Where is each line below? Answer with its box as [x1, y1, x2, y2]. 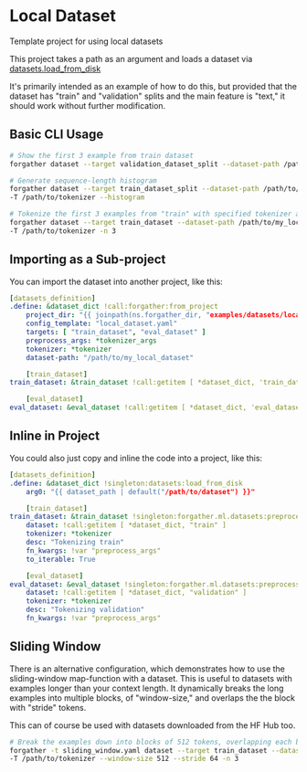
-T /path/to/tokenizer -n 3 [9, 226, 117, 236]
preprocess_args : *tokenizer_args [26, 335, 157, 345]
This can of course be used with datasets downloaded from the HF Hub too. [9, 719, 296, 731]
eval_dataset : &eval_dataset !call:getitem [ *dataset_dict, [9, 403, 248, 412]
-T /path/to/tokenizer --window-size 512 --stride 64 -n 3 [9, 755, 239, 764]
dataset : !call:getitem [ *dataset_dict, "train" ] [26, 521, 227, 530]
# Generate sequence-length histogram [9, 175, 157, 185]
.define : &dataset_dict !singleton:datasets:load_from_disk [9, 479, 244, 488]
